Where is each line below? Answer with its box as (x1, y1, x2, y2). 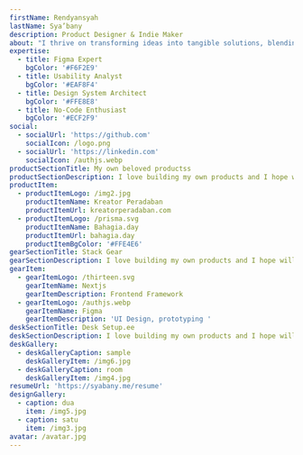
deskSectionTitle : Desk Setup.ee (9, 323, 135, 332)
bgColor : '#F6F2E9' (25, 64, 99, 73)
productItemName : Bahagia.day (25, 223, 140, 232)
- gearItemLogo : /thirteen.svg (17, 273, 135, 282)
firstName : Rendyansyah (9, 13, 99, 23)
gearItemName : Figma (25, 306, 103, 315)
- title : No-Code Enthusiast (17, 105, 127, 114)
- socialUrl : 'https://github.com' (17, 131, 151, 140)
